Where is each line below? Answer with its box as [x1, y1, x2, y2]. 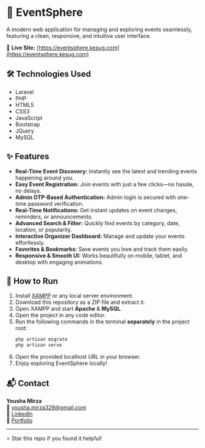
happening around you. [15, 174, 74, 181]
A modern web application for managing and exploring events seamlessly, [6, 26, 192, 33]
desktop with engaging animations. [15, 258, 104, 266]
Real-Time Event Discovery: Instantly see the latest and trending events [15, 167, 197, 175]
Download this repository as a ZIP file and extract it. [15, 298, 145, 306]
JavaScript [15, 114, 43, 121]
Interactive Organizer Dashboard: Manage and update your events [15, 232, 185, 240]
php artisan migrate [15, 336, 68, 342]
